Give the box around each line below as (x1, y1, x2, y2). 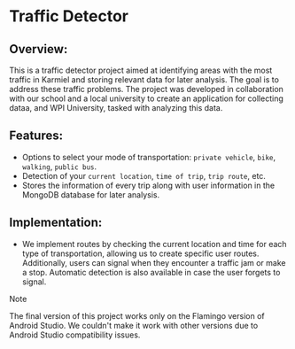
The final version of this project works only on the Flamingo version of (9, 310, 265, 321)
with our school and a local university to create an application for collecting (9, 93, 283, 104)
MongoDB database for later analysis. (21, 189, 160, 200)
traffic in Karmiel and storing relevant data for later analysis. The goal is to (9, 74, 279, 85)
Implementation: (9, 215, 103, 230)
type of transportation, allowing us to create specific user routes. (21, 248, 260, 259)
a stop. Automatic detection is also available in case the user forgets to (21, 267, 281, 277)
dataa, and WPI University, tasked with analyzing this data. (9, 103, 223, 112)
